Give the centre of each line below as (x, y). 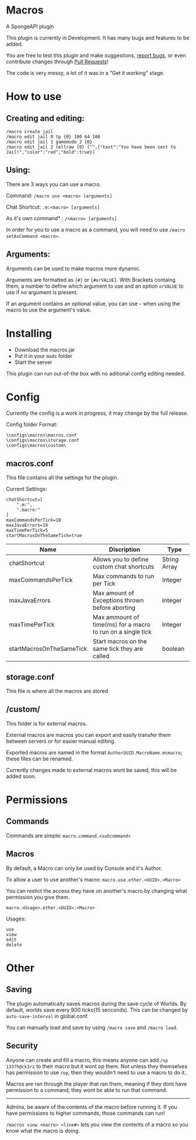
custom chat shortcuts (123, 567)
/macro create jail (30, 132)
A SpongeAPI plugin (30, 26)
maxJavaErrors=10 (27, 525)
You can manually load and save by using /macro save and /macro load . (92, 1027)
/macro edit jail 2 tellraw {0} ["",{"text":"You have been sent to (91, 147)
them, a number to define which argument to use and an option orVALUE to (95, 286)
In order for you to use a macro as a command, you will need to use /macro (96, 230)
